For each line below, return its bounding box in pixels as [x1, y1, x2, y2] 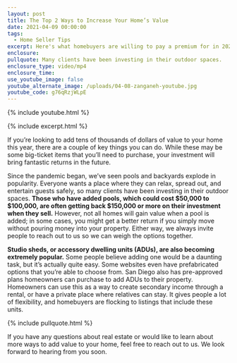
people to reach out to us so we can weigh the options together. [7, 232, 193, 240]
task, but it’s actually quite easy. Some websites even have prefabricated [7, 260, 219, 269]
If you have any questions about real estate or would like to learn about [7, 333, 214, 341]
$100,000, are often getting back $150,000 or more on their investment [7, 202, 221, 210]
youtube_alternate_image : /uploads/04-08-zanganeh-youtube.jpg [7, 82, 197, 90]
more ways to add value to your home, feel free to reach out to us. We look [7, 340, 225, 349]
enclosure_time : [7, 69, 55, 76]
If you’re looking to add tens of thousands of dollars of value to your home [7, 135, 224, 144]
